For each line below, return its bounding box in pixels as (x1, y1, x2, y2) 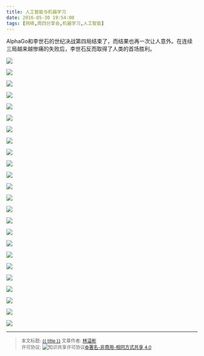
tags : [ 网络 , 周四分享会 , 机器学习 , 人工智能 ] (6, 20, 104, 26)
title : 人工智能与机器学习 (6, 9, 67, 15)
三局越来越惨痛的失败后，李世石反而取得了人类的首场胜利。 (6, 45, 155, 52)
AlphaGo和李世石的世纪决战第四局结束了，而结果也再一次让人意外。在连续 (6, 38, 193, 45)
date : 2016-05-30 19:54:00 (6, 15, 75, 21)
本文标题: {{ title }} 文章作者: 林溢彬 (21, 338, 97, 344)
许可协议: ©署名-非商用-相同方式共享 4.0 (21, 344, 152, 351)
